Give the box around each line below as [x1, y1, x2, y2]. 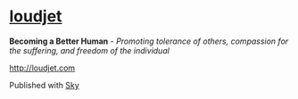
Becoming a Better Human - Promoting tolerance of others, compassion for [9, 36, 289, 46]
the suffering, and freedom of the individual [9, 45, 170, 55]
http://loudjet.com [9, 62, 76, 73]
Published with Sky [9, 79, 80, 90]
